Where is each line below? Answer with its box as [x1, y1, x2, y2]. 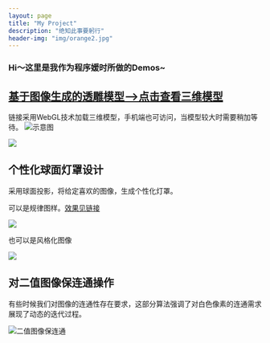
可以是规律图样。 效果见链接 [8, 202, 100, 213]
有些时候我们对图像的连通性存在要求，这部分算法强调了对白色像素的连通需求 [8, 299, 262, 308]
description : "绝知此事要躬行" [8, 27, 104, 35]
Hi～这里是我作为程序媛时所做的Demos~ [8, 62, 166, 73]
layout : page [8, 11, 52, 20]
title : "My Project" [8, 19, 78, 27]
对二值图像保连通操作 [8, 276, 114, 290]
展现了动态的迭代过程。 [8, 308, 86, 318]
